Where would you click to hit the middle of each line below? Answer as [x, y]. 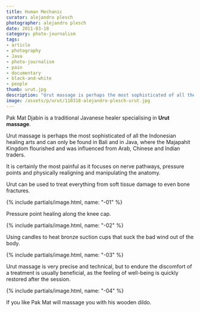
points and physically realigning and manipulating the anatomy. [83, 172]
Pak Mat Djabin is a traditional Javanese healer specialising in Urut [88, 118]
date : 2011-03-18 [28, 28]
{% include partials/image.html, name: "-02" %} [65, 225]
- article [18, 45]
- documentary [24, 73]
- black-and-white [29, 78]
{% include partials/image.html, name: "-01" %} [65, 202]
